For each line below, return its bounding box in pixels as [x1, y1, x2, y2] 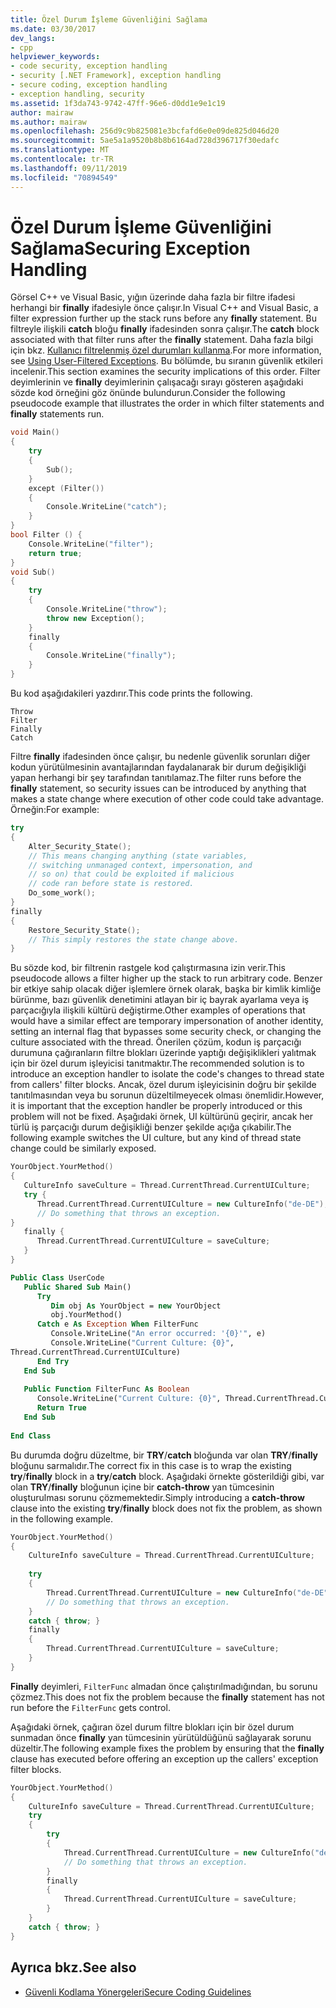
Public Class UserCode [10, 1272, 105, 1283]
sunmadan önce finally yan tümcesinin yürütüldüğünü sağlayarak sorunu [10, 1731, 312, 1743]
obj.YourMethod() [50, 1310, 123, 1320]
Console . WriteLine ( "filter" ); [28, 539, 155, 549]
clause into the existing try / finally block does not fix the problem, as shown [10, 1502, 323, 1514]
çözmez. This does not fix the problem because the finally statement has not [10, 1691, 325, 1703]
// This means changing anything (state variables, [28, 851, 248, 861]
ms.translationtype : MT [10, 145, 110, 155]
